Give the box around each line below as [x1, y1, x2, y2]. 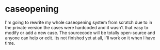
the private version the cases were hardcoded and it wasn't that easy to [5, 24, 149, 30]
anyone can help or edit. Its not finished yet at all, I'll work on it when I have [5, 35, 156, 41]
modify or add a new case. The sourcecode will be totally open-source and [5, 30, 155, 35]
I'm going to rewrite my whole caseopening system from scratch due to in [5, 19, 153, 25]
